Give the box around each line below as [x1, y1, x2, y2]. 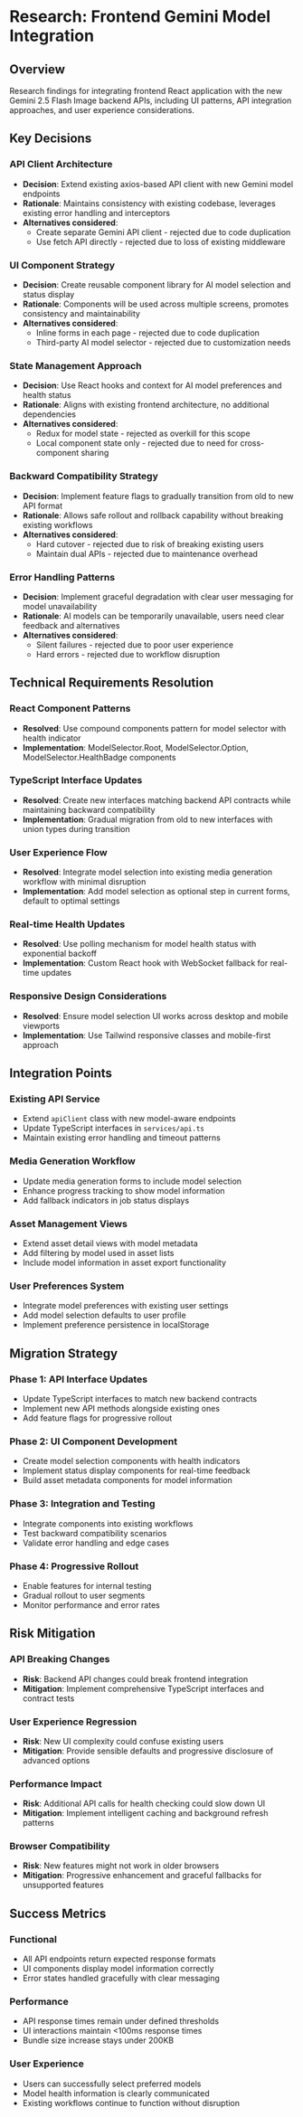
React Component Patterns [9, 703, 131, 715]
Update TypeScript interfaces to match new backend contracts [22, 1394, 258, 1404]
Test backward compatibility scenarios [22, 1527, 167, 1538]
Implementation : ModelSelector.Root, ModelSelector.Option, [22, 742, 249, 752]
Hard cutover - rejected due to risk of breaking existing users [35, 538, 264, 549]
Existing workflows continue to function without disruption [22, 2097, 241, 2108]
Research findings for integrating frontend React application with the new [9, 86, 283, 96]
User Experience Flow [9, 846, 108, 858]
